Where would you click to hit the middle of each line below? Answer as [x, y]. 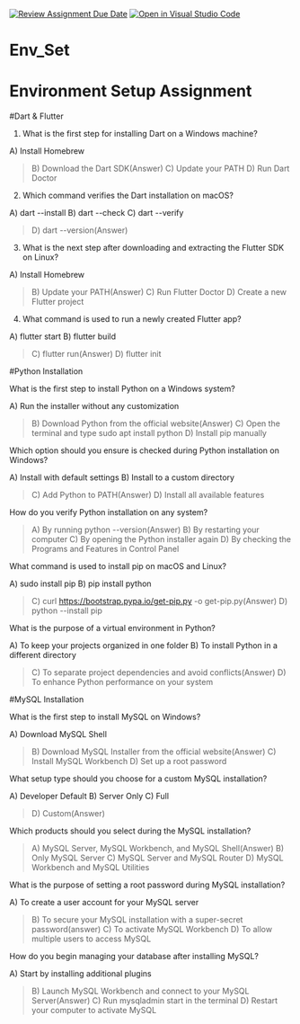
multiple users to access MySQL [91, 939]
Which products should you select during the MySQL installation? [130, 831]
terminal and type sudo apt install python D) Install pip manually [149, 433]
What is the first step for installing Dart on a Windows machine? [140, 134]
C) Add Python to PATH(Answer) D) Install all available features [148, 495]
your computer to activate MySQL [94, 1011]
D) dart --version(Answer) [79, 230]
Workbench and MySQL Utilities [90, 868]
